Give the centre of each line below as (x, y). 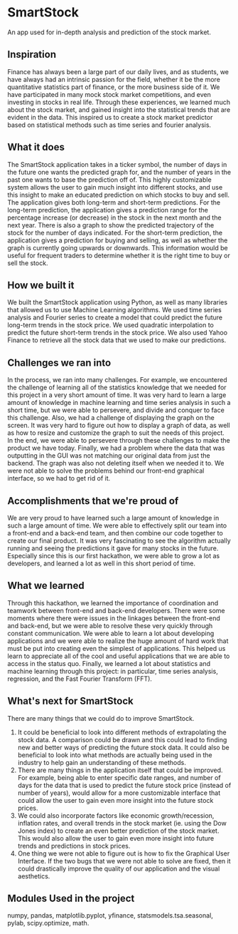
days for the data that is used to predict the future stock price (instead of (124, 785)
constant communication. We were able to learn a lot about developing (111, 633)
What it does (36, 147)
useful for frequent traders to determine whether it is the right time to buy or (119, 255)
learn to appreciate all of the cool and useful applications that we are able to (119, 656)
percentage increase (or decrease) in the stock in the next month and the (114, 217)
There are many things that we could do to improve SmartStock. (101, 718)
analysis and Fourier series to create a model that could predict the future (115, 317)
